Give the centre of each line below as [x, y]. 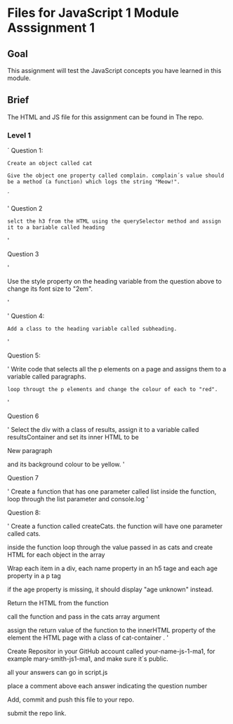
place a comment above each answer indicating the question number [107, 686]
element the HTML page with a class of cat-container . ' [88, 638]
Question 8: [24, 513]
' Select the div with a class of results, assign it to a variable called [103, 430]
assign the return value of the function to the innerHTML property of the [112, 631]
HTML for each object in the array [56, 555]
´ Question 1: [25, 151]
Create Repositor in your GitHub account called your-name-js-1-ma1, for [111, 652]
